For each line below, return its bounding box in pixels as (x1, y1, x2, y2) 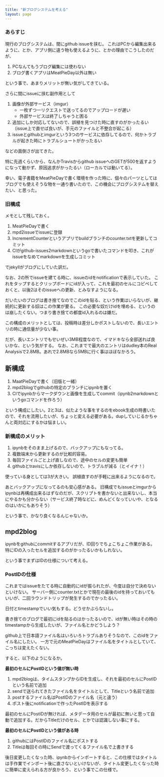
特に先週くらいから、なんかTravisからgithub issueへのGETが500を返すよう (5, 158, 157, 164)
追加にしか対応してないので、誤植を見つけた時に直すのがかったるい (12, 119, 149, 125)
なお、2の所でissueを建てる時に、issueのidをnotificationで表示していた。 (5, 275, 153, 281)
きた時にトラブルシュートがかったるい (25, 138, 102, 144)
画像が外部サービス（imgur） (12, 101, 71, 107)
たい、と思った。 (5, 187, 40, 193)
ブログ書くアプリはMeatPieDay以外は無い (12, 70, 97, 75)
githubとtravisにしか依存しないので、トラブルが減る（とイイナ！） (12, 463, 147, 469)
